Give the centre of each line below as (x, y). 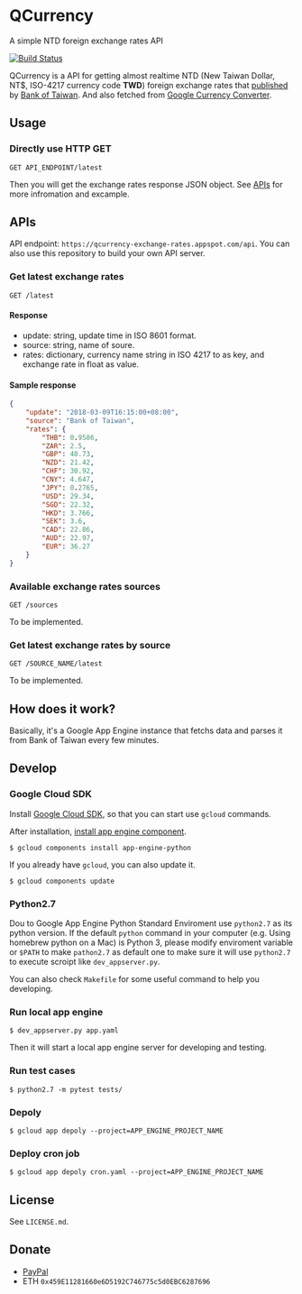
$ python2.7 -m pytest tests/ (66, 1089)
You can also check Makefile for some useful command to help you (134, 979)
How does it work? (63, 709)
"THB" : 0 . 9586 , (70, 437)
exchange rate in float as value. (81, 364)
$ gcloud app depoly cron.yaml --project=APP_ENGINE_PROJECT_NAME (137, 1172)
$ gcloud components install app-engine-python (101, 848)
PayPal (35, 1271)
